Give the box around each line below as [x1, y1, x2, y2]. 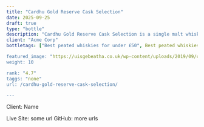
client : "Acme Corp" [6, 37, 59, 43]
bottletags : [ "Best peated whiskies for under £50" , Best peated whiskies [6, 43, 200, 49]
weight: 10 [6, 59, 34, 65]
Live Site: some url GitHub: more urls [6, 115, 98, 122]
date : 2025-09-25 [6, 15, 50, 21]
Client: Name [6, 103, 39, 111]
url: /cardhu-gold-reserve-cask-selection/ [6, 81, 118, 88]
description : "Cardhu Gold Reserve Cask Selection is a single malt [6, 31, 183, 37]
